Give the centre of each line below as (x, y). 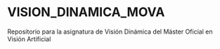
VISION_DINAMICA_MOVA (86, 12)
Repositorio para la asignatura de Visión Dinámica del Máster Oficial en (110, 31)
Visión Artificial (29, 38)
